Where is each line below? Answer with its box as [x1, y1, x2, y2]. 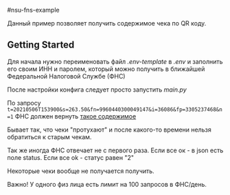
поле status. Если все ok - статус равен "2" [7, 153, 135, 161]
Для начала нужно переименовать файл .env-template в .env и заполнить [7, 57, 223, 65]
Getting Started [7, 39, 75, 51]
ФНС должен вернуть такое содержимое [14, 112, 137, 120]
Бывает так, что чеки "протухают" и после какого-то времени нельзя [7, 125, 211, 134]
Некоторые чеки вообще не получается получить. [7, 167, 154, 175]
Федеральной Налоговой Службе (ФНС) [7, 72, 126, 80]
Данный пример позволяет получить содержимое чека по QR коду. [7, 19, 207, 27]
